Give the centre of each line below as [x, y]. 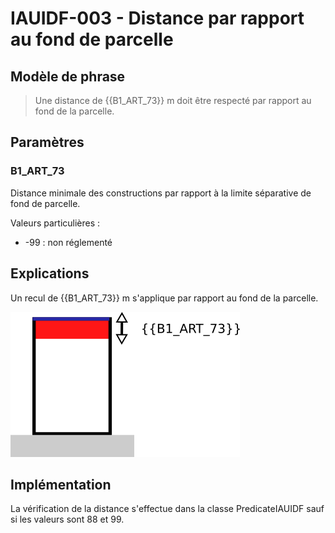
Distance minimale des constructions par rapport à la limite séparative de [161, 193]
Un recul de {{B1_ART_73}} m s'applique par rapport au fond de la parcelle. [164, 298]
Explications [50, 273]
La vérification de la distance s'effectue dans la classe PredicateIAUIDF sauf [167, 509]
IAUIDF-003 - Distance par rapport [157, 18]
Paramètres [47, 142]
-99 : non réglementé [68, 242]
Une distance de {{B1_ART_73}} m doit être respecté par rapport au [173, 100]
